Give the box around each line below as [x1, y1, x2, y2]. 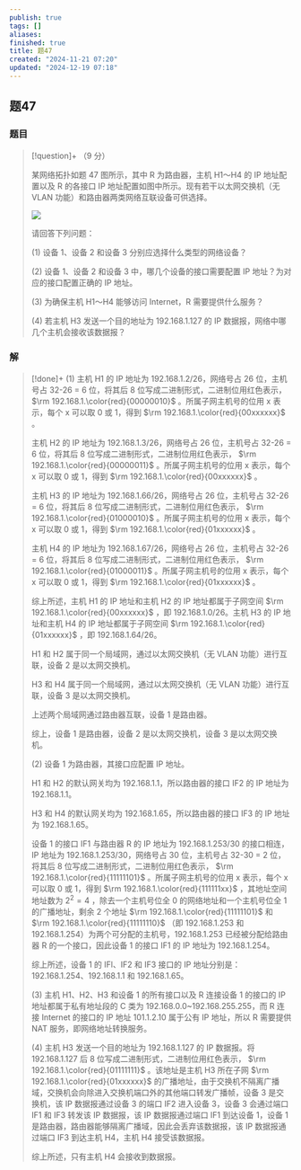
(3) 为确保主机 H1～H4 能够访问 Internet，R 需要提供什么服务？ [30, 296, 264, 306]
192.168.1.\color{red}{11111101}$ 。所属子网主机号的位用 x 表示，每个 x [30, 872, 288, 882]
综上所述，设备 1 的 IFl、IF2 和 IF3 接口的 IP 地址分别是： [30, 959, 241, 970]
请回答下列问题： [30, 227, 95, 238]
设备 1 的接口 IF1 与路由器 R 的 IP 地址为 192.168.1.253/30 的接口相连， [30, 838, 289, 849]
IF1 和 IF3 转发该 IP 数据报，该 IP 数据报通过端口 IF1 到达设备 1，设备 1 [30, 1109, 289, 1120]
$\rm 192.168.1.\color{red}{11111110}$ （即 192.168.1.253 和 [30, 917, 245, 928]
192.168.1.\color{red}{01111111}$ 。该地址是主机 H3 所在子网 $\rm [30, 1064, 270, 1075]
